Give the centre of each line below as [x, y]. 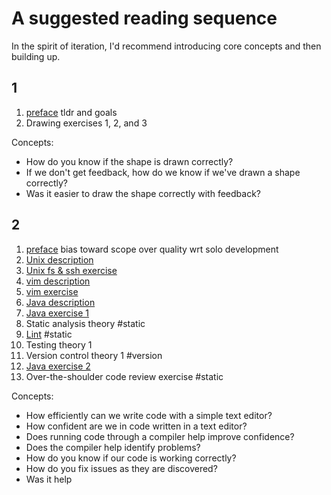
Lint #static [49, 334]
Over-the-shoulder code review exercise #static [124, 376]
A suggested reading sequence [144, 18]
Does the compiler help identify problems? [113, 447]
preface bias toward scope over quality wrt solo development [152, 249]
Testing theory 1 [59, 344]
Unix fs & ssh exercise [71, 270]
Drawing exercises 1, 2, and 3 [86, 123]
